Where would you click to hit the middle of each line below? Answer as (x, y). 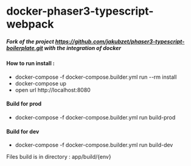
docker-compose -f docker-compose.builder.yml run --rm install (96, 77)
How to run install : (30, 63)
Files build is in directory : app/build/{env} (59, 157)
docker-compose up (41, 83)
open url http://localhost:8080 (53, 90)
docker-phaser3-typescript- (80, 11)
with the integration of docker (83, 48)
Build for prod (24, 104)
